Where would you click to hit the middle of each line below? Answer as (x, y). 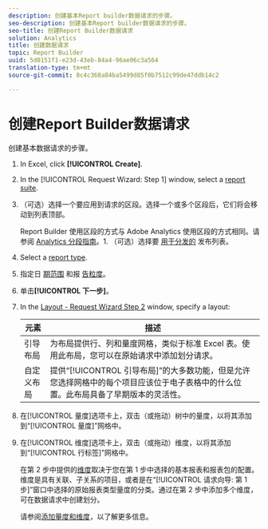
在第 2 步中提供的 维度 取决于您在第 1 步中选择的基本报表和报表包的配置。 (139, 469)
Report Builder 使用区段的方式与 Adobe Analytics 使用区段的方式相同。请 (140, 231)
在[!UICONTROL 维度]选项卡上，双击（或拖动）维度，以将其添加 (125, 442)
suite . (29, 188)
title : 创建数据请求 (39, 46)
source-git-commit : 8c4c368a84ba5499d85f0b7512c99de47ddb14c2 (114, 75)
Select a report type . (53, 257)
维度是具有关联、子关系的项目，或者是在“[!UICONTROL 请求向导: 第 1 (133, 479)
